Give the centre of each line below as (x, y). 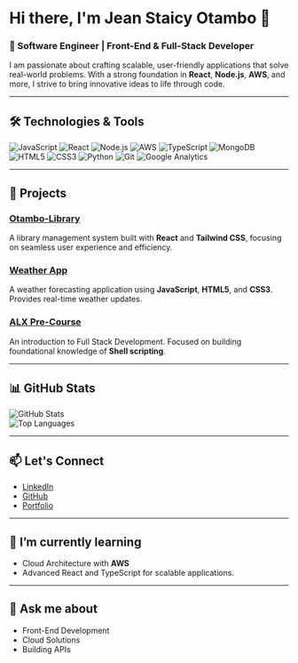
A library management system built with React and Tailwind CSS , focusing (145, 237)
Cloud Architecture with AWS (76, 563)
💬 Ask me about (53, 609)
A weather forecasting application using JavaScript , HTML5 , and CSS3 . (141, 290)
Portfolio (38, 506)
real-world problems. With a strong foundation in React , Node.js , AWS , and (147, 75)
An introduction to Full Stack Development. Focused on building (125, 341)
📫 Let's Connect (57, 461)
